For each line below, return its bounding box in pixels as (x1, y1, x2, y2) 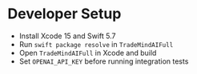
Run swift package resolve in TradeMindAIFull (18, 39, 174, 49)
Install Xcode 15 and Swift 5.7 (18, 31, 116, 41)
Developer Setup (7, 5, 122, 23)
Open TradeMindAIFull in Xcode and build (18, 48, 157, 57)
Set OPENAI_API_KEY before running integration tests (18, 56, 189, 66)
